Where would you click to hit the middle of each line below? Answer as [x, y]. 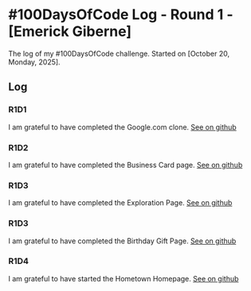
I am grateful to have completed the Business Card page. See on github [125, 165]
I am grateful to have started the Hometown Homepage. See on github [124, 278]
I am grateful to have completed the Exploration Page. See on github [120, 203]
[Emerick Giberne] [70, 31]
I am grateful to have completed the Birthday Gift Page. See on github [122, 241]
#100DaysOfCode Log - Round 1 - [121, 15]
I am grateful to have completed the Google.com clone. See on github [122, 127]
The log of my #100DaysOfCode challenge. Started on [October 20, [119, 53]
